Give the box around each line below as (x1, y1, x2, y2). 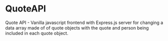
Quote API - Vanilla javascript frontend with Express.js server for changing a (5, 19, 163, 25)
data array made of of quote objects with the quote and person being (5, 24, 149, 30)
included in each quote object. (5, 30, 69, 36)
